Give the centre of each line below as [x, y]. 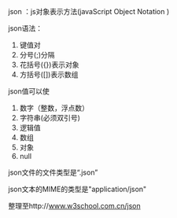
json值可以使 [29, 91]
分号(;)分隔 [37, 55]
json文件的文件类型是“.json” [53, 172]
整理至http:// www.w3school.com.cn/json [74, 206]
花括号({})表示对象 [49, 65]
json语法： [26, 28]
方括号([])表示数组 [49, 74]
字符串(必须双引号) [50, 118]
